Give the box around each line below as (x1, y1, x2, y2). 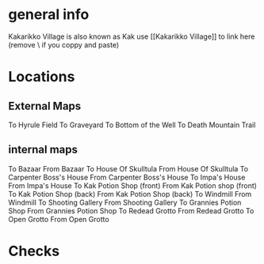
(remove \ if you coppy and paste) (8, 40, 120, 49)
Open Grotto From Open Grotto (8, 214, 109, 224)
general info (8, 6, 90, 24)
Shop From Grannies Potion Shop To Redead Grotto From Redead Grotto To (8, 206, 254, 215)
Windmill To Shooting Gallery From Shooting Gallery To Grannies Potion (8, 198, 242, 207)
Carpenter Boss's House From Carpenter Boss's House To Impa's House (8, 172, 246, 182)
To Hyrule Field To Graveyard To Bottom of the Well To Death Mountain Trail (8, 120, 256, 130)
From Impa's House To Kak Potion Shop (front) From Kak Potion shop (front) (8, 180, 258, 190)
